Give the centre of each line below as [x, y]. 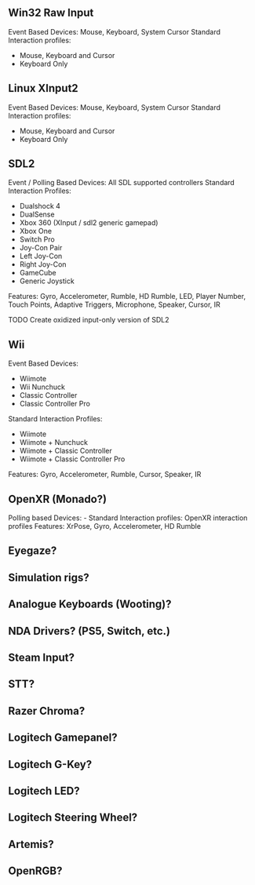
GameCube [38, 273]
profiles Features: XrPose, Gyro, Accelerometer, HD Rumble [105, 526]
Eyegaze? [33, 551]
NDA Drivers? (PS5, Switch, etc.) [89, 631]
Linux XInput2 [43, 88]
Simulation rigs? [49, 577]
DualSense [37, 214]
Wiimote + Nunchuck [54, 442]
